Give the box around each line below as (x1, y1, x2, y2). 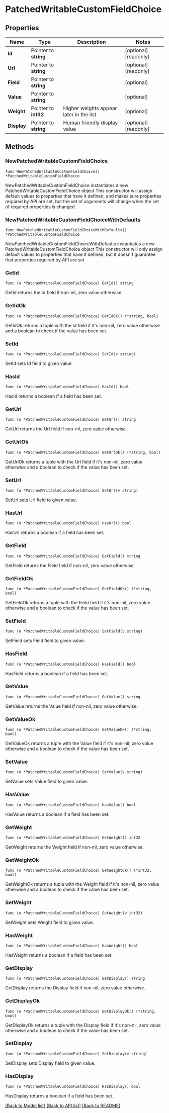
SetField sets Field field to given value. (5, 637, 86, 644)
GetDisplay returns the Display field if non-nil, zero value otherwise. (5, 985, 146, 991)
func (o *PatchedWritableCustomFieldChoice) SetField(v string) (5, 629, 143, 634)
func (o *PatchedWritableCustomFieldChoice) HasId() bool (5, 385, 129, 390)
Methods (5, 142, 34, 151)
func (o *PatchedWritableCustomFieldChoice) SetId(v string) (5, 351, 136, 356)
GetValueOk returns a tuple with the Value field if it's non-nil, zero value (5, 740, 153, 747)
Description (77, 39, 106, 45)
